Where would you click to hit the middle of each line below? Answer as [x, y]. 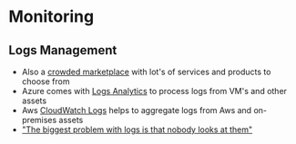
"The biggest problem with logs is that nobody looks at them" [137, 130]
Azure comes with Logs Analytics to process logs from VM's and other [154, 91]
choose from [46, 82]
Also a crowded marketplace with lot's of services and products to [146, 72]
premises [39, 120]
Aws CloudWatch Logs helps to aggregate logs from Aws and [137, 110]
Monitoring [51, 17]
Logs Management [63, 50]
